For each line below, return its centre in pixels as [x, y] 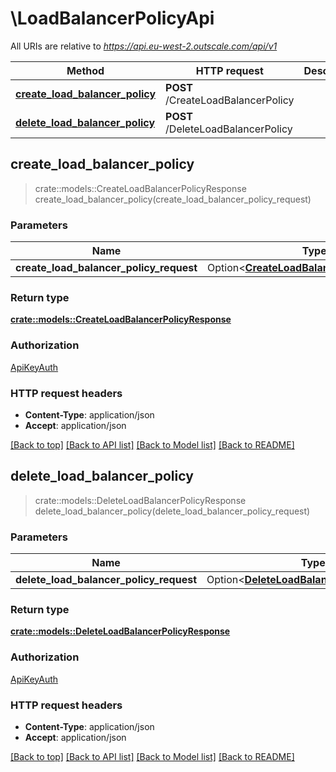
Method [85, 70]
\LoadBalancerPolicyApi [112, 18]
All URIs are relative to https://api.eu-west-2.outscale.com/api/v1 [144, 46]
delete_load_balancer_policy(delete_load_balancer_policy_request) [172, 511]
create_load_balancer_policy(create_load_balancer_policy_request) [173, 199]
